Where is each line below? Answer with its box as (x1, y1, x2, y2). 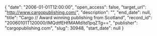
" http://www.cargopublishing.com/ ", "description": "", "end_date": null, (5, 9, 151, 15)
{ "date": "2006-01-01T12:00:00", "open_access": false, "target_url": (5, 4, 146, 10)
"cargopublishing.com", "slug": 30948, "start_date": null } (5, 25, 124, 31)
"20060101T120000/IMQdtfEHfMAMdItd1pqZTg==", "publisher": (5, 20, 138, 26)
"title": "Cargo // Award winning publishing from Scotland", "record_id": (5, 15, 152, 20)
